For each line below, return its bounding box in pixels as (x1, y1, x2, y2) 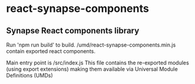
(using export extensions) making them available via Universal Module (6, 66, 178, 73)
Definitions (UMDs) (6, 72, 54, 79)
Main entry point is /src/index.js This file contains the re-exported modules (6, 59, 189, 66)
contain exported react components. (6, 48, 96, 55)
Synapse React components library (6, 26, 140, 36)
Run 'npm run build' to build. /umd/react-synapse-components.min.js (6, 41, 176, 48)
